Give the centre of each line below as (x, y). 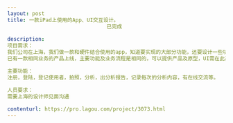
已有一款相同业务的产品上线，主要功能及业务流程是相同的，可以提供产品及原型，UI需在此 (116, 59)
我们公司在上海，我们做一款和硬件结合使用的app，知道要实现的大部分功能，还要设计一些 (115, 53)
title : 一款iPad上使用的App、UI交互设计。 (63, 20)
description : (26, 39)
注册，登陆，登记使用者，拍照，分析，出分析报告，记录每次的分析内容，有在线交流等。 (113, 77)
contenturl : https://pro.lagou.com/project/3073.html (87, 109)
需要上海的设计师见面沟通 (38, 96)
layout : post (26, 13)
